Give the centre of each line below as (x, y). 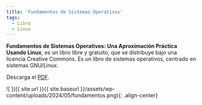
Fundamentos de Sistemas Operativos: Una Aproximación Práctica (92, 46)
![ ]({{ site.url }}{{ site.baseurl (43, 89)
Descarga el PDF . (28, 77)
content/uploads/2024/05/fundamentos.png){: (64, 95)
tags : (13, 18)
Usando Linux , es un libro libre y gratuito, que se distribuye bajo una (92, 53)
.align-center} (141, 95)
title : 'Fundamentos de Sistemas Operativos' (64, 12)
